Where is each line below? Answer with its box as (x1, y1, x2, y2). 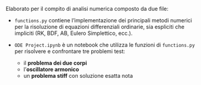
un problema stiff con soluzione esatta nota (23, 72, 133, 79)
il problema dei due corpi (23, 60, 87, 66)
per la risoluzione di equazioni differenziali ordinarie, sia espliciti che (14, 24, 185, 30)
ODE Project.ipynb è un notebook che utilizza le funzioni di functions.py (14, 42, 196, 48)
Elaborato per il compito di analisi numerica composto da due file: (5, 5, 168, 12)
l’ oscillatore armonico (23, 66, 80, 73)
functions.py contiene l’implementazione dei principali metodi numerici (14, 17, 193, 24)
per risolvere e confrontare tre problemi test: (14, 48, 126, 55)
